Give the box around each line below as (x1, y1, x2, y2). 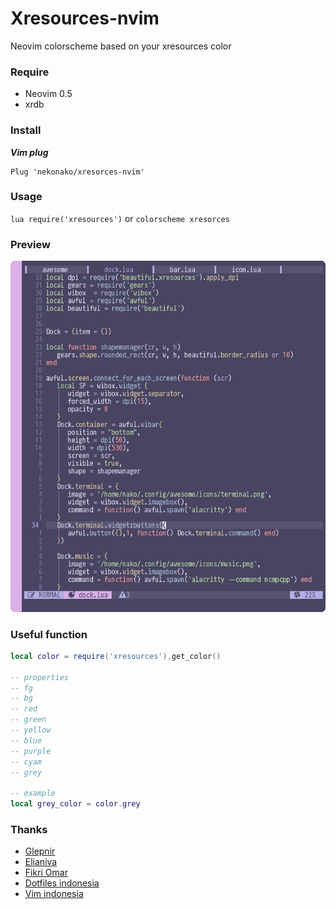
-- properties (10, 672, 70, 682)
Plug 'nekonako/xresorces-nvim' (10, 167, 145, 177)
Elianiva (24, 856, 58, 868)
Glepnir (24, 845, 56, 857)
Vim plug (10, 146, 49, 158)
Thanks (10, 823, 48, 836)
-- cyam (10, 757, 43, 767)
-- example (10, 788, 56, 799)
